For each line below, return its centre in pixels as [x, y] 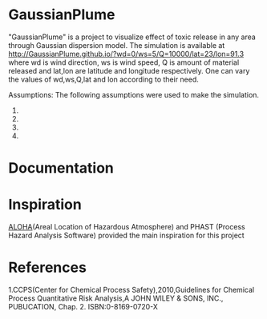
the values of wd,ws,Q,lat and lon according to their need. [103, 79]
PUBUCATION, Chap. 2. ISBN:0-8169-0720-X [83, 307]
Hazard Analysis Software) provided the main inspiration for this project [126, 235]
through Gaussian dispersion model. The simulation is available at [117, 45]
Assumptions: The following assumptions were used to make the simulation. [133, 94]
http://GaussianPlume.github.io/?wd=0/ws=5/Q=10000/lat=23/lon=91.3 [126, 54]
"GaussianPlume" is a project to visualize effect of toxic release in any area [132, 37]
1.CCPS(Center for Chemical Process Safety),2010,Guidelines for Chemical [131, 290]
